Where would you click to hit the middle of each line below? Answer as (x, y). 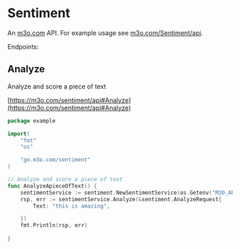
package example (31, 121)
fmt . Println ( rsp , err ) (54, 225)
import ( (19, 133)
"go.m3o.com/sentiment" (56, 160)
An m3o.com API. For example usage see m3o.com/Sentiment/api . (105, 33)
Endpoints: (23, 46)
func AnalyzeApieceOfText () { (52, 186)
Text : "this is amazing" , (72, 206)
